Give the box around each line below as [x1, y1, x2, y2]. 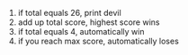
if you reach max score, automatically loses [17, 35, 180, 46]
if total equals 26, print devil [17, 8, 121, 18]
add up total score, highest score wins [17, 17, 160, 27]
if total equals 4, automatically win [17, 27, 145, 36]
